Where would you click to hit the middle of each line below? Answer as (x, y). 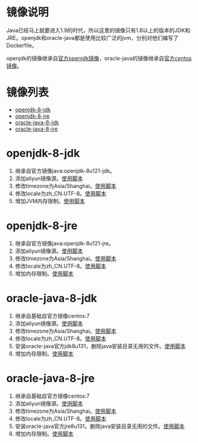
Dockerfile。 (22, 45)
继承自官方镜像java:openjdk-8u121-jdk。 (65, 170)
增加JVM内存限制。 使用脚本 (50, 201)
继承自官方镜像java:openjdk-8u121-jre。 (65, 243)
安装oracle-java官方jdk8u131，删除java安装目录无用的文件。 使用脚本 (100, 346)
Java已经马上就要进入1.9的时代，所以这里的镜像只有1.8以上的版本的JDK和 (98, 30)
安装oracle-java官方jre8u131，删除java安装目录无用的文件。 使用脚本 (100, 426)
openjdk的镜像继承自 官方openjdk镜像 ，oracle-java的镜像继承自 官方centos (99, 58)
